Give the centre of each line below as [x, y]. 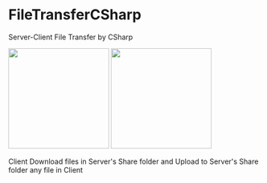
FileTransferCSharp [75, 15]
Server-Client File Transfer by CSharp [71, 37]
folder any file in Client [45, 169]
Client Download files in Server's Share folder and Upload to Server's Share [133, 161]
